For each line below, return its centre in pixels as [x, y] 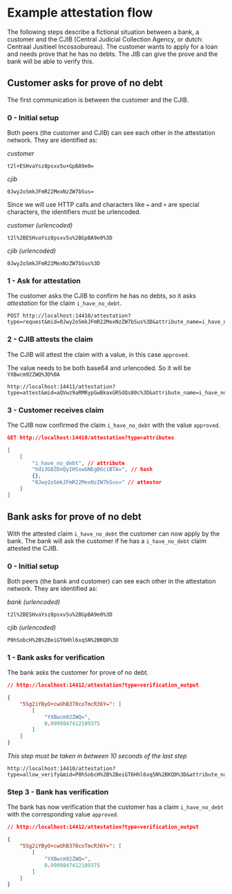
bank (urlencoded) [34, 602]
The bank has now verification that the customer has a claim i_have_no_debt [116, 807]
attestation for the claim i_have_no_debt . [65, 303]
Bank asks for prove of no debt [74, 517]
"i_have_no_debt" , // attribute [79, 463]
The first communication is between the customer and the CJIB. [98, 100]
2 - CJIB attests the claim [50, 339]
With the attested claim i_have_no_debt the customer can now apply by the [114, 533]
